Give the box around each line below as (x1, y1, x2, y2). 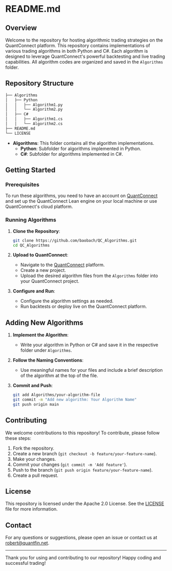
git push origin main (12, 401, 59, 407)
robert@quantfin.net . (5, 540, 50, 546)
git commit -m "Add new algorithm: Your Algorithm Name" (12, 397, 137, 403)
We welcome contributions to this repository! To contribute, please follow (5, 430, 160, 436)
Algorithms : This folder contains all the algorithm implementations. (12, 140, 155, 146)
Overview (5, 24, 37, 32)
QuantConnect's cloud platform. (5, 203, 73, 210)
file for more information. (5, 506, 58, 512)
